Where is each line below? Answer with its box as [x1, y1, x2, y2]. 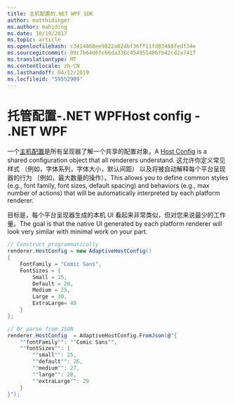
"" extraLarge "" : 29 [32, 377, 90, 384]
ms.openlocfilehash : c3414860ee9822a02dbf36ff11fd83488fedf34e [7, 43, 196, 50]
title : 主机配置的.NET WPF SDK [7, 10, 93, 18]
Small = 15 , [32, 274, 68, 281]
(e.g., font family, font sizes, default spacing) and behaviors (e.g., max [7, 182, 210, 190]
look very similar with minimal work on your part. [7, 227, 148, 236]
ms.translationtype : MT [7, 56, 77, 63]
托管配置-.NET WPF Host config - [7, 108, 201, 123]
